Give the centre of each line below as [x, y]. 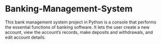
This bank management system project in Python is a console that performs [81, 22]
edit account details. [25, 37]
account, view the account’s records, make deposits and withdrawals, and [79, 32]
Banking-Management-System [69, 9]
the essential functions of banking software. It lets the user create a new [77, 27]
